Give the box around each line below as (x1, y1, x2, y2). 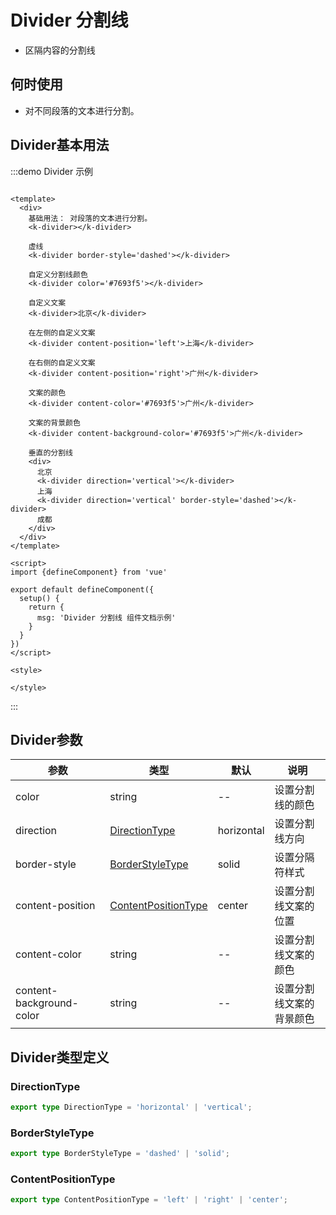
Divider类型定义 (10, 1049, 110, 1066)
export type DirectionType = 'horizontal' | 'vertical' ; (10, 1102, 253, 1113)
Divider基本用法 (10, 137, 110, 154)
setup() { (19, 593, 60, 603)
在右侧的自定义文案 (28, 357, 96, 368)
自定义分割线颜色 (28, 269, 88, 280)
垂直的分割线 (28, 447, 73, 458)
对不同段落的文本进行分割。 (24, 104, 140, 116)
